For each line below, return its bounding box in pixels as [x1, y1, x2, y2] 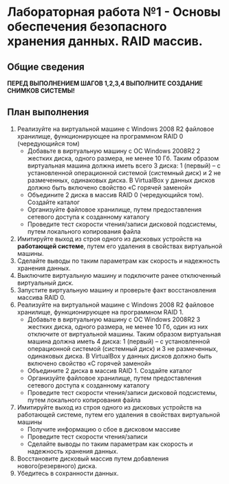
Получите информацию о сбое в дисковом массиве [27, 425, 181, 433]
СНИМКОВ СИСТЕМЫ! [7, 87, 76, 94]
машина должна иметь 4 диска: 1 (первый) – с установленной [27, 337, 210, 345]
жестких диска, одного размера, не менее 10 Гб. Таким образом [27, 154, 219, 162]
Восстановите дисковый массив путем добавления [17, 454, 169, 463]
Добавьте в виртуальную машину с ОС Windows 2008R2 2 [27, 146, 201, 155]
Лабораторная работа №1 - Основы [7, 4, 221, 20]
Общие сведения [7, 61, 85, 72]
